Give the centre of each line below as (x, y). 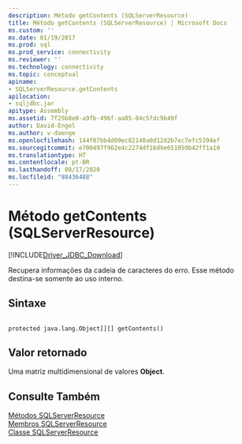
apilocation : (30, 96)
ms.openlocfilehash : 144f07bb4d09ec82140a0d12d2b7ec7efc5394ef (114, 140)
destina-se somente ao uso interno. (66, 278)
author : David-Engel (42, 126)
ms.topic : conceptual (44, 74)
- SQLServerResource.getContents (63, 89)
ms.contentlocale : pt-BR (49, 163)
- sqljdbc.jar (32, 103)
